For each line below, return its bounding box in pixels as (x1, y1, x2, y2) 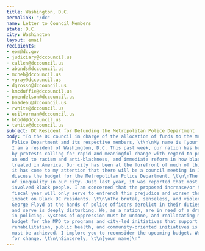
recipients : (6, 43, 37, 49)
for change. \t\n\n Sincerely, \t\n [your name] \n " (12, 235, 140, 241)
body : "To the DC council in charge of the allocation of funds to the (6, 133, 192, 140)
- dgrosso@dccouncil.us (6, 83, 67, 89)
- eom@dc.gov (6, 49, 40, 55)
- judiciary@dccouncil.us (6, 54, 72, 60)
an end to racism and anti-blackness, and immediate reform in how (12, 156, 187, 162)
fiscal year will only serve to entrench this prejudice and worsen (12, 190, 190, 196)
